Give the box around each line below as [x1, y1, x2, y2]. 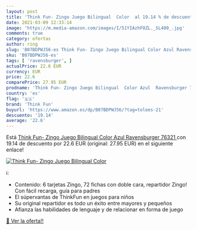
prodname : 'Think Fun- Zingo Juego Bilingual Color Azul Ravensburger [6, 85, 188, 91]
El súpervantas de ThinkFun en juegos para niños [14, 194, 134, 201]
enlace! [6, 146, 24, 153]
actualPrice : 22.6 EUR [6, 63, 62, 69]
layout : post [6, 8, 38, 15]
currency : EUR [6, 69, 41, 75]
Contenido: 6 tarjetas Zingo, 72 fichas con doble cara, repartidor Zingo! [14, 181, 188, 188]
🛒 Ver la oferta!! [6, 218, 44, 225]
